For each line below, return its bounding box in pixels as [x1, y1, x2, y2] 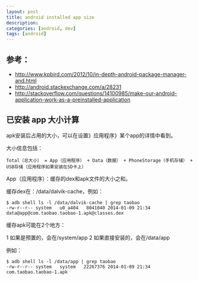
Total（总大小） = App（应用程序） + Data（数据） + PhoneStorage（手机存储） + [6, 158, 193, 163]
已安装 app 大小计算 [6, 115, 79, 125]
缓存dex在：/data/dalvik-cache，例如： [6, 187, 104, 194]
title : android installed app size [6, 14, 95, 20]
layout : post [6, 8, 39, 15]
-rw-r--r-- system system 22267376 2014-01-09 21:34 [6, 264, 151, 270]
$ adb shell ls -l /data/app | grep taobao [6, 258, 116, 264]
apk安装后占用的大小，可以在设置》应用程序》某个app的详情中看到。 [6, 132, 177, 139]
